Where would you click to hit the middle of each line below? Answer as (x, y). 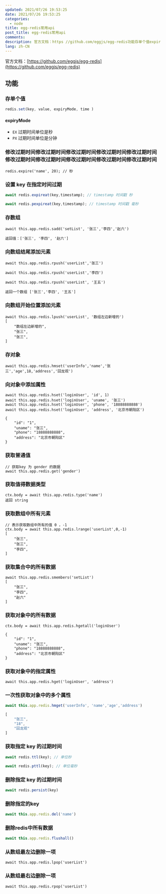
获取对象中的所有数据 (30, 615)
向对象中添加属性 (25, 384)
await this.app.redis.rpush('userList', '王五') (55, 283)
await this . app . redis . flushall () (40, 838)
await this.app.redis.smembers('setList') (49, 578)
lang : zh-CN (17, 46)
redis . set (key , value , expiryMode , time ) (49, 109)
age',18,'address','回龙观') (44, 371)
